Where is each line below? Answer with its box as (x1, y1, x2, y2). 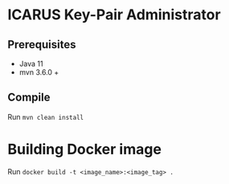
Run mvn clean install (7, 112, 84, 121)
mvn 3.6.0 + (18, 67, 59, 77)
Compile (7, 91, 51, 104)
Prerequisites (7, 38, 76, 51)
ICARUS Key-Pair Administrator (7, 6, 222, 24)
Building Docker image (7, 141, 162, 158)
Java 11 (18, 59, 43, 68)
